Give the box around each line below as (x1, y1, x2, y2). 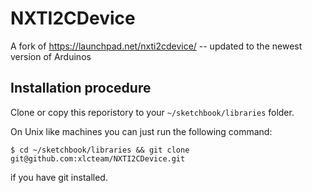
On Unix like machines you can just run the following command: (10, 125, 273, 137)
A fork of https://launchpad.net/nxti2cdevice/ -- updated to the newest (10, 40, 303, 52)
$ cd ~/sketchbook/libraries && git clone (10, 145, 190, 155)
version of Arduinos (10, 50, 92, 62)
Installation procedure (10, 80, 152, 97)
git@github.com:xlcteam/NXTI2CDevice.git (10, 153, 186, 164)
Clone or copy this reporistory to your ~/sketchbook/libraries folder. (10, 106, 295, 118)
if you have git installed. (10, 171, 108, 183)
